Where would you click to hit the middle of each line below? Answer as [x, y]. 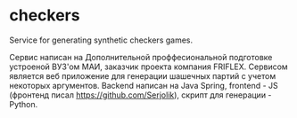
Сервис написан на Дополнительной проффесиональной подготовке [141, 57]
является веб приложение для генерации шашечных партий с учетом [143, 75]
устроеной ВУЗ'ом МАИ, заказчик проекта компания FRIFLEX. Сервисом [148, 67]
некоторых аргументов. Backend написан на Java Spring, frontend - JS [144, 85]
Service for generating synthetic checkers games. [101, 40]
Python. [24, 104]
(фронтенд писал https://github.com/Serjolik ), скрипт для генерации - [140, 95]
